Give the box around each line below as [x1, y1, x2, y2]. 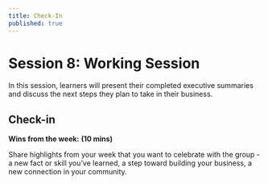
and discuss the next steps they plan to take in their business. [8, 90, 213, 99]
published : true [8, 19, 63, 27]
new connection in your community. [8, 167, 127, 177]
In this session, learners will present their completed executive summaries [8, 81, 254, 90]
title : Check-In [8, 11, 63, 20]
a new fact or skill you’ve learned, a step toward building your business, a [8, 158, 252, 168]
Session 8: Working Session [8, 54, 200, 73]
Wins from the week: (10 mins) [8, 134, 113, 144]
